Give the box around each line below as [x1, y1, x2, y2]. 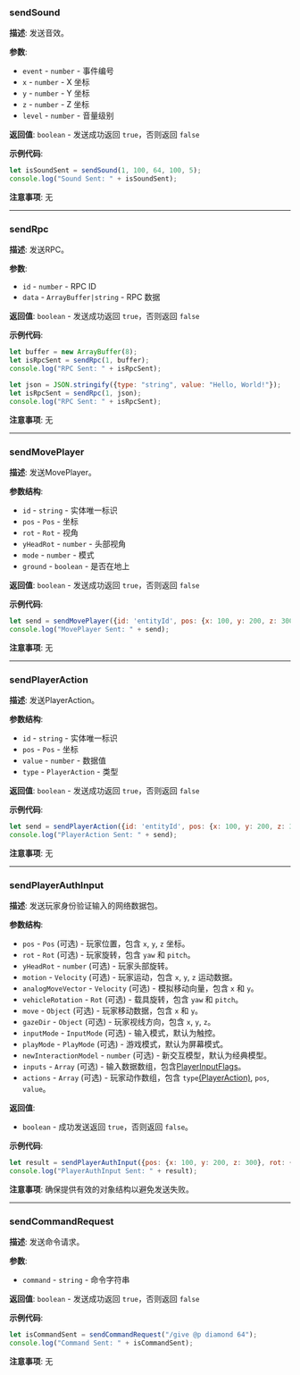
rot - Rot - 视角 [21, 527, 79, 538]
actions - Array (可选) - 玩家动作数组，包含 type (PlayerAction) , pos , [21, 1072, 270, 1083]
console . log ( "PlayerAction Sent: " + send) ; [9, 830, 178, 839]
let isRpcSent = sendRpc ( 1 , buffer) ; [9, 356, 150, 365]
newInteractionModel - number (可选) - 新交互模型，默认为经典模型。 [21, 1050, 272, 1061]
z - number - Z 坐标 [21, 99, 90, 110]
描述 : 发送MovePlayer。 [9, 466, 96, 477]
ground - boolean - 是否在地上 [21, 560, 130, 571]
